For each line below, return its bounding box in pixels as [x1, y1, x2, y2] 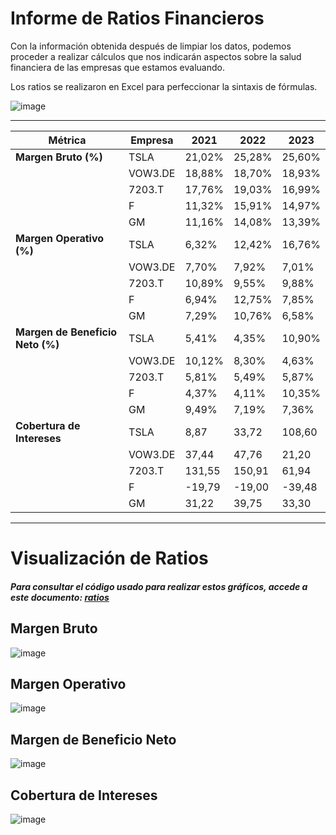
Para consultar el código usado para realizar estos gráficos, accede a [10, 580, 308, 592]
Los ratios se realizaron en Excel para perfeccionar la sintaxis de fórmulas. [10, 80, 318, 92]
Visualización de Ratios [10, 547, 209, 570]
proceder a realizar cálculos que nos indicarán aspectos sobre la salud [10, 50, 302, 62]
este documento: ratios [10, 591, 110, 603]
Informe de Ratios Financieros [10, 7, 265, 30]
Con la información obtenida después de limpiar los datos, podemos [10, 40, 292, 52]
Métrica [48, 133, 87, 147]
